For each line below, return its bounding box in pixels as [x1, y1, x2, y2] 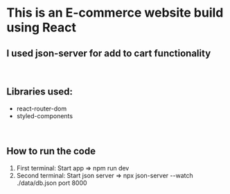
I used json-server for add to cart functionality [6, 47, 211, 59]
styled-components [16, 111, 73, 120]
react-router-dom [16, 104, 67, 113]
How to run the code [6, 145, 96, 157]
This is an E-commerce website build [6, 5, 224, 21]
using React [6, 19, 77, 35]
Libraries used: [6, 86, 73, 98]
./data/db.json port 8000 [16, 179, 87, 187]
